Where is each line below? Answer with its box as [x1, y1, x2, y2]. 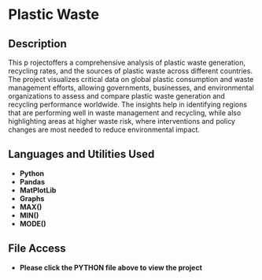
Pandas [19, 177, 46, 186]
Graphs [19, 193, 45, 203]
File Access [8, 242, 67, 256]
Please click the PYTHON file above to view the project [19, 263, 203, 272]
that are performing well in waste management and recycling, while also [8, 108, 242, 118]
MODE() [19, 218, 46, 228]
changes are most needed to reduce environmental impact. [8, 125, 201, 134]
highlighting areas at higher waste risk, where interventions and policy [8, 117, 236, 125]
